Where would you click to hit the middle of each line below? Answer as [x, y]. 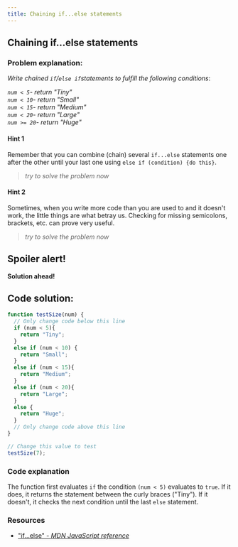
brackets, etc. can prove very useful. [61, 223]
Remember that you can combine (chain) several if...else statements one [117, 154]
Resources [26, 520]
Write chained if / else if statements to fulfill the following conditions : [109, 78]
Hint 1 [16, 139]
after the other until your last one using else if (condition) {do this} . [112, 162]
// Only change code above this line [70, 427]
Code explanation [38, 471]
